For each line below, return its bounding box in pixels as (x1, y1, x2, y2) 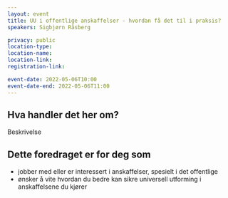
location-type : (7, 43, 53, 51)
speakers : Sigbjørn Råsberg (7, 24, 91, 31)
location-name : (7, 50, 53, 57)
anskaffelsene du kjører (17, 182, 88, 191)
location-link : (7, 56, 53, 64)
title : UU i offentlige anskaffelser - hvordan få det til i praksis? (7, 17, 222, 24)
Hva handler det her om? (7, 108, 120, 121)
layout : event (7, 10, 50, 18)
